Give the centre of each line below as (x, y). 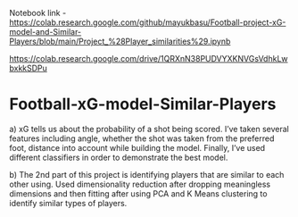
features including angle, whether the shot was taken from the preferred (142, 138)
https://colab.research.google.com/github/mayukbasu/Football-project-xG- (148, 22)
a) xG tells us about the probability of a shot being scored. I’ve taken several (149, 129)
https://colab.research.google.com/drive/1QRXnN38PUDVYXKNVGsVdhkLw (149, 58)
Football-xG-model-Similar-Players (143, 104)
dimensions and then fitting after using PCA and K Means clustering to (138, 193)
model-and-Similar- (46, 32)
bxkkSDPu (28, 68)
